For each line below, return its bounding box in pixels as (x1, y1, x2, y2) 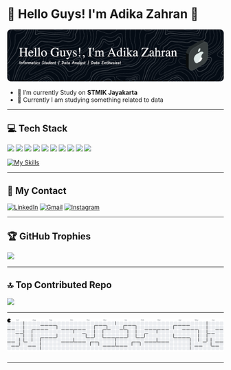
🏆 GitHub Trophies (7, 230, 91, 242)
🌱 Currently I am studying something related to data (16, 96, 164, 104)
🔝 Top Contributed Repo (7, 279, 112, 291)
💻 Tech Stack (7, 123, 68, 135)
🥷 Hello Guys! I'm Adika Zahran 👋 (7, 6, 199, 22)
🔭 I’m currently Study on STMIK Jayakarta (16, 88, 138, 96)
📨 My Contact (7, 185, 67, 197)
